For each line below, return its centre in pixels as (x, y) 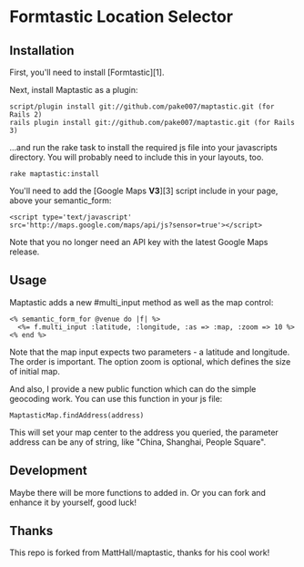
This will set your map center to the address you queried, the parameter (144, 432)
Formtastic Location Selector (122, 17)
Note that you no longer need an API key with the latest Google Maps (139, 242)
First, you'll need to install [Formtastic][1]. (87, 72)
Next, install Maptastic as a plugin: (74, 90)
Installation (42, 51)
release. (25, 252)
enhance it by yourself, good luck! (73, 502)
